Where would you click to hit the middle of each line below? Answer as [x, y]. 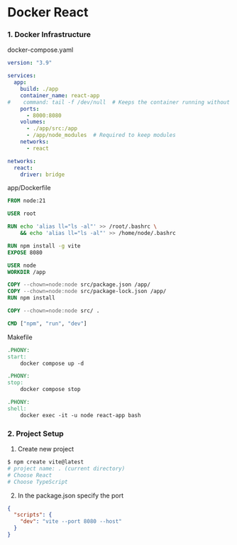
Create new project [46, 449]
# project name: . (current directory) [66, 468]
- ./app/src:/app [52, 128]
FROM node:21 [27, 201]
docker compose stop [50, 390]
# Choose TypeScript [38, 482]
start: [17, 357]
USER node [22, 265]
